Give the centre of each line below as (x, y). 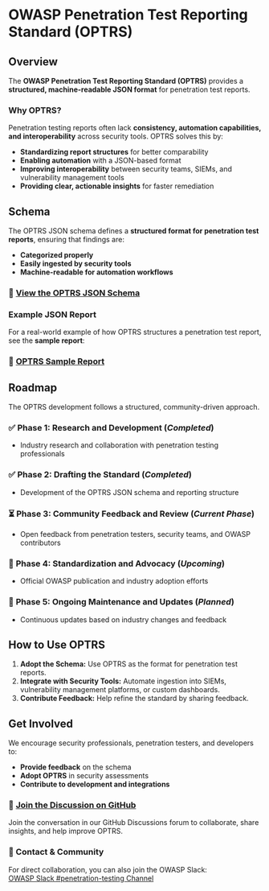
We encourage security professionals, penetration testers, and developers (131, 743)
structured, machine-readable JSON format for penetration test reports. (129, 89)
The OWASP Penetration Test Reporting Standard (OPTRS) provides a (126, 81)
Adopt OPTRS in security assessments (84, 776)
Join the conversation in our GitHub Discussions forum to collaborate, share (134, 823)
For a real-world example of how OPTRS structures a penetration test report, (135, 332)
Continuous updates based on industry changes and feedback (123, 619)
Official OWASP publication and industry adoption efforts (114, 581)
